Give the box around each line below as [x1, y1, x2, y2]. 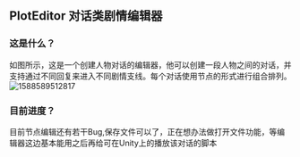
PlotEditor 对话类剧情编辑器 [9, 8, 163, 24]
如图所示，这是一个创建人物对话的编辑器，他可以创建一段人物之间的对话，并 [9, 59, 292, 70]
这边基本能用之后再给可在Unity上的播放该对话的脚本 [24, 137, 218, 148]
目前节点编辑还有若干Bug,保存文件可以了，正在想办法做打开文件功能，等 [9, 126, 278, 136]
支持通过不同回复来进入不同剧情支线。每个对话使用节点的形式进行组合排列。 [9, 70, 292, 81]
